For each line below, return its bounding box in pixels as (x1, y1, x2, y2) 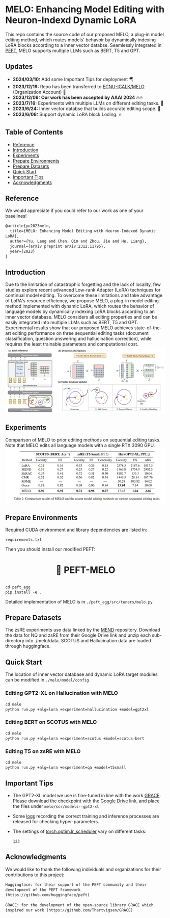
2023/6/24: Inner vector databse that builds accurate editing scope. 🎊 (12, 106, 161, 112)
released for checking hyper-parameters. (12, 818, 99, 824)
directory (5, 638, 24, 644)
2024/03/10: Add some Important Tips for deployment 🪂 (12, 76, 134, 82)
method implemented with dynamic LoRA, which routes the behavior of (5, 303, 154, 309)
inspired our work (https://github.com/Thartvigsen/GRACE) (5, 907, 133, 913)
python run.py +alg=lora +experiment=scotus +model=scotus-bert (5, 736, 145, 741)
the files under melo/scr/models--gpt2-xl (12, 803, 99, 809)
